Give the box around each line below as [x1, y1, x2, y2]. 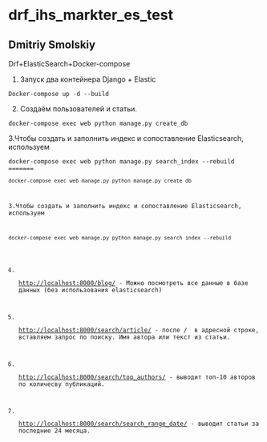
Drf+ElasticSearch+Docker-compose [8, 59, 131, 68]
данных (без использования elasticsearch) [18, 287, 163, 295]
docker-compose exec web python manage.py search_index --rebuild [8, 158, 235, 166]
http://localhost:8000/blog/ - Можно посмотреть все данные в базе [18, 279, 249, 287]
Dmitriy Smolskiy [8, 38, 96, 51]
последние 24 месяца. [18, 427, 91, 435]
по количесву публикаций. [18, 380, 106, 388]
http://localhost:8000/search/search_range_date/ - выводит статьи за [18, 420, 259, 428]
